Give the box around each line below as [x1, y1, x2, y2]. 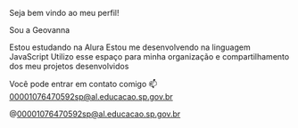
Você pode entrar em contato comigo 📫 [9, 79, 158, 89]
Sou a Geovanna [9, 25, 70, 35]
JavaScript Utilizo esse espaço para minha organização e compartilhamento [9, 52, 290, 61]
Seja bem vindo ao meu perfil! [9, 8, 120, 18]
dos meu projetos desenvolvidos [9, 61, 129, 71]
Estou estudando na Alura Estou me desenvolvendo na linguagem [9, 42, 252, 52]
